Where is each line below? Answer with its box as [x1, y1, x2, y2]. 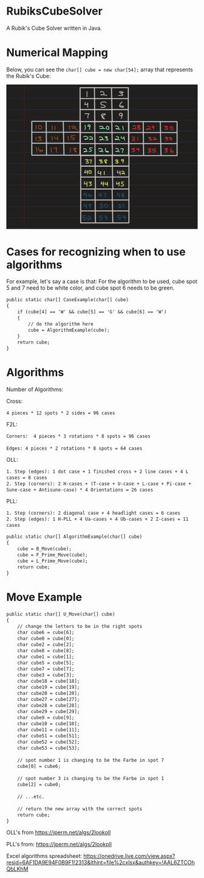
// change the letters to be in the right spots [17, 624, 143, 630]
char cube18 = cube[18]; [17, 678, 80, 685]
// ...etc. [17, 794, 45, 800]
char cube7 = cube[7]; [17, 666, 75, 672]
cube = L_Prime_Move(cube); [17, 558, 88, 564]
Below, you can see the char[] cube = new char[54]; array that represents [6, 66, 193, 73]
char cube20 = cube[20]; [17, 691, 80, 697]
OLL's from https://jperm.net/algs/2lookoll [6, 829, 111, 836]
